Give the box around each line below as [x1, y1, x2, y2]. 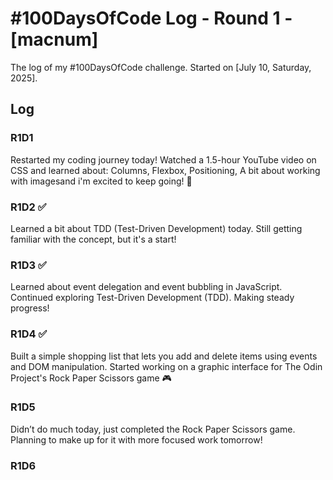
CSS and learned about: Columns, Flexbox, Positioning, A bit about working [10, 164, 321, 176]
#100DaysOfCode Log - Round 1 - [10, 7, 293, 30]
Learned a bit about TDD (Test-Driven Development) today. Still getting [10, 222, 303, 234]
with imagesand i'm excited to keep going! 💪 [10, 175, 193, 187]
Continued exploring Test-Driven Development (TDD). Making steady [10, 292, 295, 304]
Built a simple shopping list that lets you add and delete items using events [10, 350, 318, 362]
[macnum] [10, 28, 99, 51]
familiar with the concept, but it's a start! [10, 233, 177, 245]
